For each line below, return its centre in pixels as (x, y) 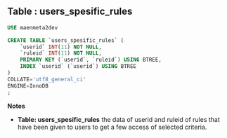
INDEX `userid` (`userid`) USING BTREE (78, 67)
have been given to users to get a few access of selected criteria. (112, 127)
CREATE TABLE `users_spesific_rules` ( (66, 40)
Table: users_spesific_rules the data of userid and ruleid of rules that (118, 119)
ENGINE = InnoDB (28, 86)
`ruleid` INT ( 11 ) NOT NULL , (61, 53)
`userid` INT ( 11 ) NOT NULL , (61, 47)
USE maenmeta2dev (33, 27)
